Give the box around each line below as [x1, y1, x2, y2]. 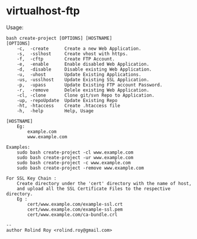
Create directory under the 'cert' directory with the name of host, [17, 180, 192, 186]
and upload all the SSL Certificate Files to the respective [17, 186, 170, 192]
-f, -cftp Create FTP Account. [17, 56, 115, 62]
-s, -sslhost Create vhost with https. [17, 50, 128, 57]
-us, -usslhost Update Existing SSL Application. [17, 77, 150, 82]
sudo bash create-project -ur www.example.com [17, 154, 134, 161]
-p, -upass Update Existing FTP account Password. [17, 82, 163, 88]
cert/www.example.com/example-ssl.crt [27, 201, 123, 207]
